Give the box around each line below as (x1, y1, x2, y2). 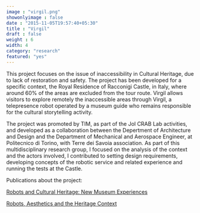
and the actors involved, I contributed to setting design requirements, (6, 152, 178, 159)
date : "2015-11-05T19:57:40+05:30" (6, 20, 98, 26)
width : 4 (6, 43, 28, 49)
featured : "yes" (6, 54, 47, 60)
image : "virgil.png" (6, 8, 61, 15)
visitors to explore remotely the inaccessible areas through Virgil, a (6, 96, 172, 103)
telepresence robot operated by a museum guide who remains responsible (6, 102, 192, 109)
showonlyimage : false (6, 14, 63, 20)
